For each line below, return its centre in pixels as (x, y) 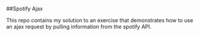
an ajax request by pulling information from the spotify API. (79, 27)
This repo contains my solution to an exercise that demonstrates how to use (100, 20)
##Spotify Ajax (25, 9)
